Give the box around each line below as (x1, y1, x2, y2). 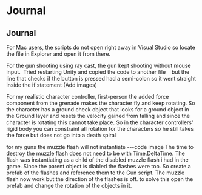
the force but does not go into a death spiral (6, 131, 116, 139)
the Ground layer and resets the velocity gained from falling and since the (6, 113, 190, 119)
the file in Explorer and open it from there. (6, 50, 111, 58)
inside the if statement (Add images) (6, 81, 97, 88)
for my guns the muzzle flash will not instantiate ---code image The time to (6, 144, 194, 150)
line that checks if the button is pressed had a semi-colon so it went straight (6, 75, 196, 82)
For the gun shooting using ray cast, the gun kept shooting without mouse (6, 62, 191, 69)
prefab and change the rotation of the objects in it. (6, 182, 132, 189)
